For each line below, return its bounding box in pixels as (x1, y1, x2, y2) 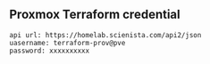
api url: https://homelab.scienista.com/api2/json (9, 30, 202, 39)
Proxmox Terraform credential (9, 7, 181, 22)
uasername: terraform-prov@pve (9, 38, 126, 47)
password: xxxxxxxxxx (9, 46, 90, 55)
